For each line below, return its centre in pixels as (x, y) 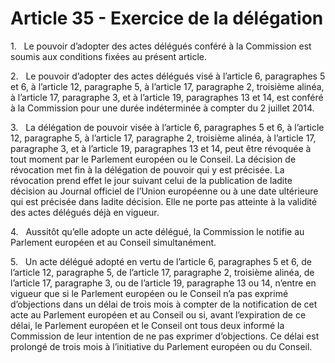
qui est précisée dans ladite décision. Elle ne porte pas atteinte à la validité (164, 201)
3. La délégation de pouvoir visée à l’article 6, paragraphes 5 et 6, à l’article (167, 127)
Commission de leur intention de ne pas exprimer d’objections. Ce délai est (165, 336)
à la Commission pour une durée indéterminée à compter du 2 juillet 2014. (162, 108)
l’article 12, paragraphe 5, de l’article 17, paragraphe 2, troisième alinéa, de (162, 272)
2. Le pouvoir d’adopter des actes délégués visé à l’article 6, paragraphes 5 (168, 76)
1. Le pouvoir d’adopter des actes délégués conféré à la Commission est (161, 46)
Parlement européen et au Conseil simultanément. (113, 242)
